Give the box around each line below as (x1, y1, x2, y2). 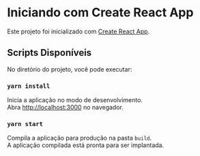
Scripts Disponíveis (7, 47, 92, 59)
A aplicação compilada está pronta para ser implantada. (7, 141, 165, 149)
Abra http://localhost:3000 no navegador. (7, 104, 124, 112)
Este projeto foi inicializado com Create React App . (7, 27, 150, 35)
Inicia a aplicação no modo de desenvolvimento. (7, 96, 143, 104)
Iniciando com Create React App (7, 5, 194, 20)
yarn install (7, 82, 51, 90)
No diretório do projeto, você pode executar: (7, 65, 132, 73)
